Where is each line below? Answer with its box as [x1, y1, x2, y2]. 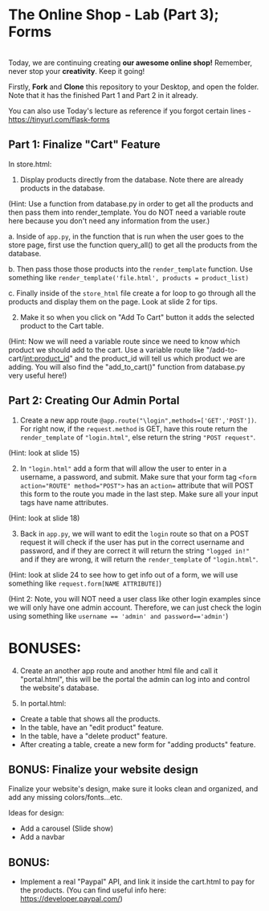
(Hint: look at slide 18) [8, 513, 80, 523]
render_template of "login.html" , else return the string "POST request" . [19, 432, 256, 442]
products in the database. [19, 183, 106, 193]
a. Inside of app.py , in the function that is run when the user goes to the [8, 231, 244, 241]
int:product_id [23, 353, 70, 363]
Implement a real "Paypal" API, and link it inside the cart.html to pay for [19, 877, 255, 887]
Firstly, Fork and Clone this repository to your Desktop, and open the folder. [8, 82, 259, 92]
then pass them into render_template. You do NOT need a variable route [8, 207, 247, 217]
